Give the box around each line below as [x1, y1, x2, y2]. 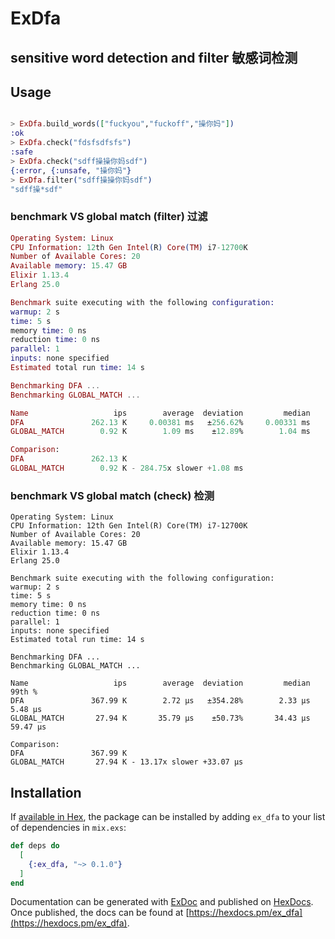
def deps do [10, 841, 60, 851]
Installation [10, 784, 82, 801]
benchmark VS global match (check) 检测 [10, 488, 215, 502]
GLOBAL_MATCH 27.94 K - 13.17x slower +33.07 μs [10, 757, 244, 767]
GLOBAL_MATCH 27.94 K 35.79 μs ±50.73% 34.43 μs [10, 713, 311, 724]
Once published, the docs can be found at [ [10, 907, 190, 919]
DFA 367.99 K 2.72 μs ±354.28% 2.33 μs [10, 696, 311, 706]
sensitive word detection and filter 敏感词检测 [10, 49, 298, 66]
